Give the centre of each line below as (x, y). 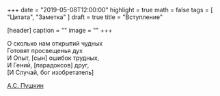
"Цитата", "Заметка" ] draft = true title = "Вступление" (85, 17)
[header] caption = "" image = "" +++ (60, 30)
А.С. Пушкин (26, 85)
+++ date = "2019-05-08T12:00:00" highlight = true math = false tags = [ (110, 10)
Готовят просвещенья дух (45, 51)
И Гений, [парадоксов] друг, (48, 65)
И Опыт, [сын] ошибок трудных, (53, 58)
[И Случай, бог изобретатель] (51, 72)
